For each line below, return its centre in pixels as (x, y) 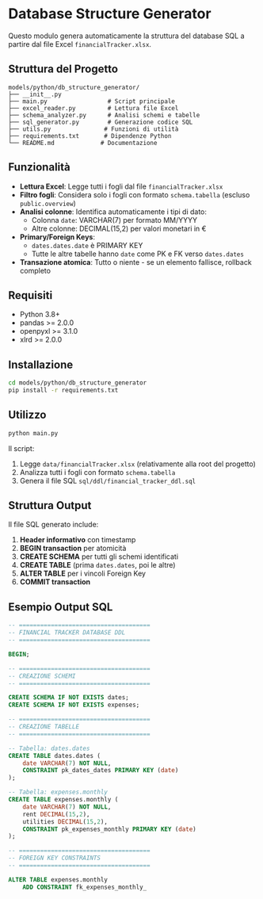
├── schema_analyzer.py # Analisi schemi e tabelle (104, 115)
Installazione (41, 364)
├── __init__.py (35, 94)
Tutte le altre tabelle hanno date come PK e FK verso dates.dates (137, 254)
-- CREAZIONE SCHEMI (42, 676)
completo (35, 270)
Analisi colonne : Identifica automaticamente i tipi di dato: (113, 212)
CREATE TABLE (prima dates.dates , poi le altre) (97, 565)
